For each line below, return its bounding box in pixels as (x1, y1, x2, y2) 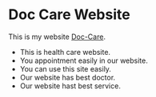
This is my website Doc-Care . (8, 32, 106, 41)
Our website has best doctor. (19, 72, 116, 82)
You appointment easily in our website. (19, 56, 148, 65)
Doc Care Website (8, 6, 130, 24)
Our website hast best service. (19, 81, 122, 91)
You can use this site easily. (19, 64, 112, 73)
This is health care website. (19, 47, 110, 56)
